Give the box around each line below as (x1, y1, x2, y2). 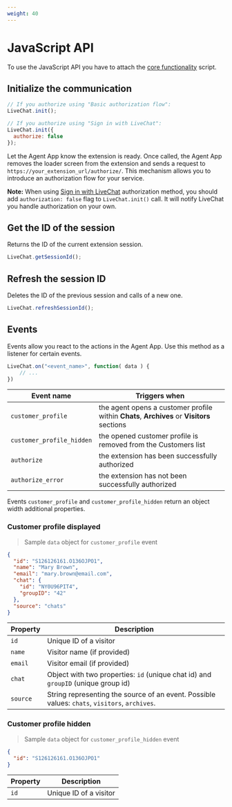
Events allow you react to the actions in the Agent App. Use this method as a (7, 342, 225, 350)
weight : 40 (7, 10, 39, 17)
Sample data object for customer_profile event (23, 537, 157, 546)
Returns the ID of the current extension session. (7, 240, 144, 249)
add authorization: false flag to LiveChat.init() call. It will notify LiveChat (7, 194, 224, 203)
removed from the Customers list (99, 440, 206, 449)
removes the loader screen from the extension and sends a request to (7, 159, 206, 167)
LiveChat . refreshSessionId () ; (7, 305, 95, 312)
